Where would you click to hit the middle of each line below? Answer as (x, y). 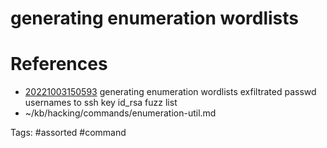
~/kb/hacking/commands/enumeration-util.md (120, 113)
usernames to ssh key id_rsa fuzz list (101, 103)
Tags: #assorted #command (68, 133)
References (59, 64)
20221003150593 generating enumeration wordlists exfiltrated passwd (170, 92)
